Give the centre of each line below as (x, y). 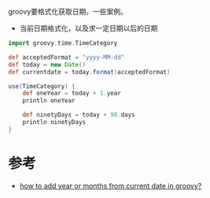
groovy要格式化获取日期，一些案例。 (68, 11)
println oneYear (49, 101)
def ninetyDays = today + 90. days (79, 115)
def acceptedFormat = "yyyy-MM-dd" (66, 57)
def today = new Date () (47, 64)
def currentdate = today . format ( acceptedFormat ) (89, 72)
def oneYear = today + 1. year (72, 93)
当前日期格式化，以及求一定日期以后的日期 (88, 28)
